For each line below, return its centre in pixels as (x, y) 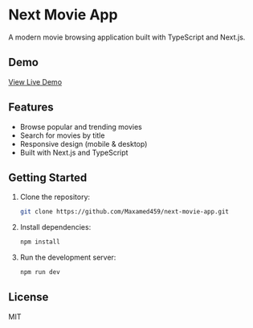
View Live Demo (35, 81)
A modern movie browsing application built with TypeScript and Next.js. (127, 37)
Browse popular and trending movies (81, 127)
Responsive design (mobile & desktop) (84, 143)
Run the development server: (68, 257)
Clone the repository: (55, 197)
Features (31, 108)
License (29, 297)
